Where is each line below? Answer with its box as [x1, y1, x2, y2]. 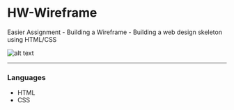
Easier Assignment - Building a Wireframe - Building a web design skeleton [7, 28, 223, 36]
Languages [7, 72, 47, 82]
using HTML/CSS [7, 35, 57, 43]
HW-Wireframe [7, 5, 97, 21]
